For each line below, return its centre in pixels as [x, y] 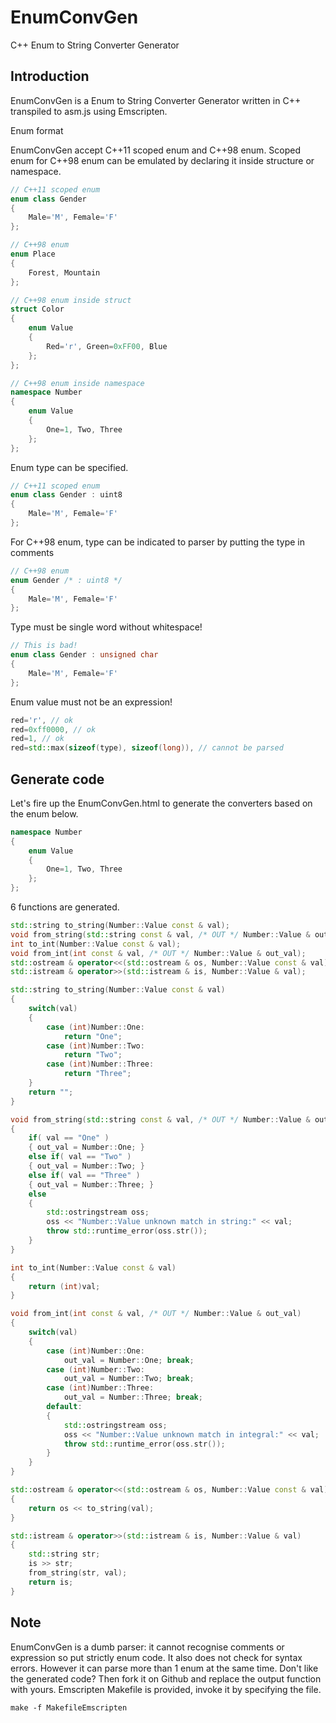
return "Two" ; [93, 1055]
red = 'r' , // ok [42, 720]
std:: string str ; [64, 1554]
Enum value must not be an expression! [91, 702]
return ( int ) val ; [64, 1286]
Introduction [50, 76]
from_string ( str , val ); [78, 1573]
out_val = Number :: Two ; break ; [129, 1379]
